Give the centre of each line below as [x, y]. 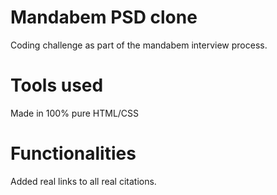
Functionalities [73, 153]
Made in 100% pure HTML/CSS [75, 113]
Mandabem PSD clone [104, 17]
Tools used [57, 85]
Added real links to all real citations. [83, 181]
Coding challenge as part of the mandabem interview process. [139, 45]
